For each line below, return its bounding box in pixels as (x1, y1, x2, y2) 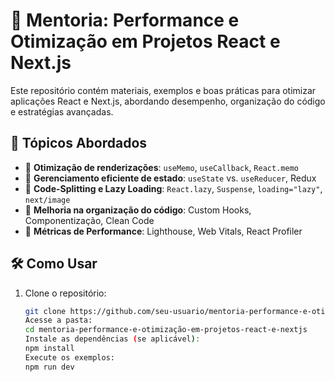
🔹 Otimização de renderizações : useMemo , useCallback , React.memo (24, 161, 299, 173)
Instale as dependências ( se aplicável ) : (24, 334, 201, 344)
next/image (24, 195, 71, 205)
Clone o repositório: (24, 287, 107, 299)
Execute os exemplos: (24, 352, 115, 363)
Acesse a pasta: (24, 315, 93, 326)
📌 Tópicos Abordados (10, 135, 148, 152)
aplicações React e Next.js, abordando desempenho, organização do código (10, 95, 326, 107)
